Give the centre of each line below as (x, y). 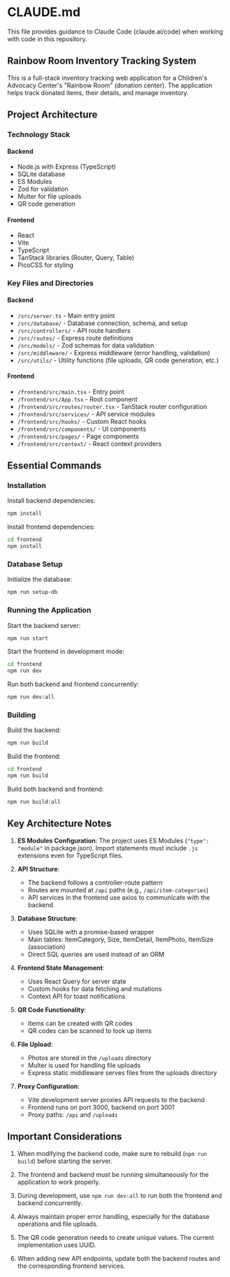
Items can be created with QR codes (80, 1023)
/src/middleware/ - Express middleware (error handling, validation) (114, 352)
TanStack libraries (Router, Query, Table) (76, 258)
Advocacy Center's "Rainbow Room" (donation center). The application (110, 85)
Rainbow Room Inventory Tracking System (102, 61)
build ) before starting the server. (65, 1161)
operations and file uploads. (58, 1224)
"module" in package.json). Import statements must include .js (107, 848)
